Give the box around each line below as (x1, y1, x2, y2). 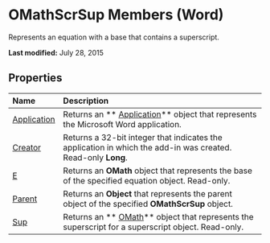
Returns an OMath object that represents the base (63, 165, 253, 176)
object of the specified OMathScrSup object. (63, 198, 233, 209)
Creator (12, 142, 42, 153)
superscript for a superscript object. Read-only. (63, 221, 244, 233)
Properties (8, 71, 63, 85)
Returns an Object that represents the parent (63, 187, 233, 199)
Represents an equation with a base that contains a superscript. (8, 32, 219, 42)
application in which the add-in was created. (63, 142, 232, 153)
